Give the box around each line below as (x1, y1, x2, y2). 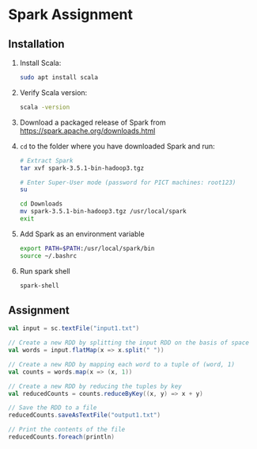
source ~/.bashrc (19, 251, 77, 259)
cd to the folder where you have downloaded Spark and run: (19, 141, 215, 151)
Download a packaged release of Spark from (19, 117, 166, 127)
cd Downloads (19, 200, 63, 208)
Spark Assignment (8, 6, 133, 24)
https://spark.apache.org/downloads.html (19, 125, 156, 136)
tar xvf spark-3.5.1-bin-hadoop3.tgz (19, 164, 145, 172)
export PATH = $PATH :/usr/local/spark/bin (19, 244, 155, 252)
